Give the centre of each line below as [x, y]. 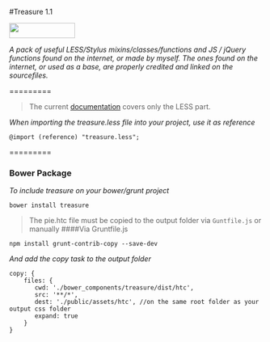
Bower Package [40, 173]
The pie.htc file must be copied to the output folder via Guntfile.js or [145, 221]
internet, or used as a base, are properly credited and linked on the [121, 67]
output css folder [40, 309]
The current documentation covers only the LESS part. [120, 107]
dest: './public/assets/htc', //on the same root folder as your [147, 302]
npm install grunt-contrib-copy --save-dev [84, 244]
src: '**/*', [57, 295]
